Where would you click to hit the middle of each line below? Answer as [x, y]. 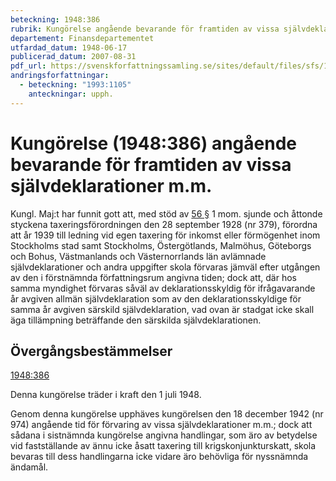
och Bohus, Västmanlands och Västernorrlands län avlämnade [138, 256]
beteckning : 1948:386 [55, 19]
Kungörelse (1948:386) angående [153, 143]
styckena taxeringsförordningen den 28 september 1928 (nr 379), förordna [164, 224]
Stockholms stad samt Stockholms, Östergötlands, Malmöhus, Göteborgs [161, 245]
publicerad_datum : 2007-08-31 [73, 57]
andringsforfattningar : [60, 76]
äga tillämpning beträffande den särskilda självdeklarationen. [136, 320]
